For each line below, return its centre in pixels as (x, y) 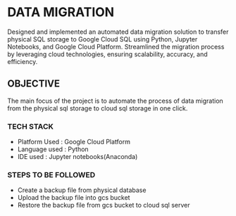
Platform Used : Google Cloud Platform (74, 142)
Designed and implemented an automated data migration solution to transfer (118, 32)
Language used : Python (53, 149)
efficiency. (23, 61)
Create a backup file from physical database (82, 190)
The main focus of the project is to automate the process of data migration (115, 101)
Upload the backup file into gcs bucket (74, 198)
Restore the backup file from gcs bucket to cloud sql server (104, 205)
